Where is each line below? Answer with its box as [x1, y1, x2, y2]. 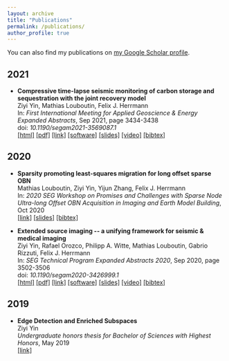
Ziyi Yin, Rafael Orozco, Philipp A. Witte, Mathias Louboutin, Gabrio [17, 241, 208, 250]
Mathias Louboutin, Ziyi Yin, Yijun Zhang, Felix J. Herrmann [17, 184, 186, 192]
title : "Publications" [7, 17, 73, 24]
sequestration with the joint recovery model [17, 94, 147, 102]
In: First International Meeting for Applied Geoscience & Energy [17, 109, 199, 118]
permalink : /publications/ [7, 23, 85, 30]
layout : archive [7, 10, 54, 17]
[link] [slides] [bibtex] [17, 213, 78, 221]
